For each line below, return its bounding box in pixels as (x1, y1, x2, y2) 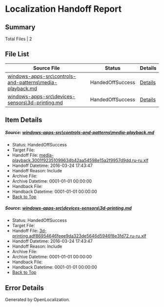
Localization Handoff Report (5, 3, 122, 15)
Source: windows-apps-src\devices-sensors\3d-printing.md (5, 205, 132, 211)
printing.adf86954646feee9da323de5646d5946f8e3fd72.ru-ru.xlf (12, 233, 146, 239)
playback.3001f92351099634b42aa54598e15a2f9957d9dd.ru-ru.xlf (12, 158, 149, 164)
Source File (33, 65, 60, 71)
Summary (5, 23, 36, 31)
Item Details (5, 116, 42, 124)
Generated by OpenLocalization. (5, 296, 70, 302)
